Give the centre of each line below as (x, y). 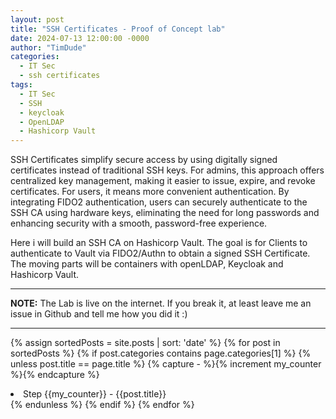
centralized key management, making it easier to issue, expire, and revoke (163, 181)
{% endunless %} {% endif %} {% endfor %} (102, 405)
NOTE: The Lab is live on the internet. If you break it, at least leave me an (161, 303)
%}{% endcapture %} (55, 375)
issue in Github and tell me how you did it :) (99, 314)
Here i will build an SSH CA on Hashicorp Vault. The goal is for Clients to (159, 243)
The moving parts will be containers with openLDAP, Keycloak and (147, 264)
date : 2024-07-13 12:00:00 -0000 (80, 38)
